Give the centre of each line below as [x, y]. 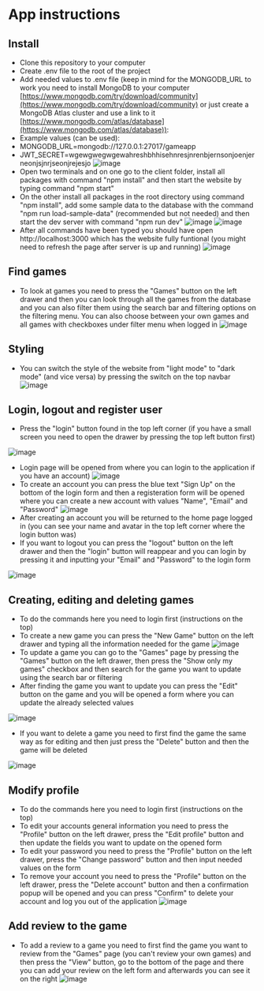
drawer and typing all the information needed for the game [115, 644]
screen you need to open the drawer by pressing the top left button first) [137, 437]
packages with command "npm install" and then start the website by [130, 180]
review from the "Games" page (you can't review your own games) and [135, 953]
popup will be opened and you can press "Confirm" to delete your [126, 893]
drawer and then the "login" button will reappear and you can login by [133, 552]
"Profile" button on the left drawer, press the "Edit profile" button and [132, 835]
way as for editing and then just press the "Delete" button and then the [134, 742]
